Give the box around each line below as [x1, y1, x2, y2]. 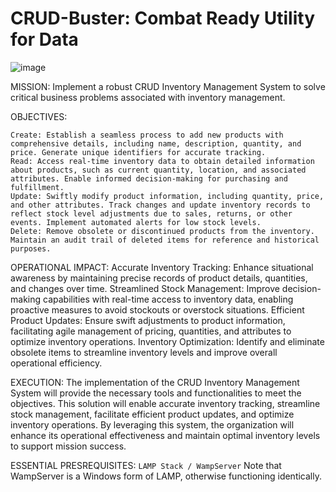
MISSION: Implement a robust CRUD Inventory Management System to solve [10, 80, 326, 92]
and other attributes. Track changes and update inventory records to [10, 200, 311, 210]
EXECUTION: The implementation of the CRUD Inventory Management [10, 376, 300, 388]
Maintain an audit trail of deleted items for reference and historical [10, 235, 320, 245]
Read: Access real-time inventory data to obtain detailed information [10, 156, 315, 166]
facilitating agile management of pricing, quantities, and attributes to [10, 325, 292, 337]
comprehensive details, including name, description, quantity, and [10, 138, 302, 149]
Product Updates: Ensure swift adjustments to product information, [10, 314, 286, 326]
